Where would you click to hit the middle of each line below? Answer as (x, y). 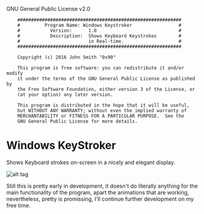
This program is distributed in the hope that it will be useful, (104, 105)
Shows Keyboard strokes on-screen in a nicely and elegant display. (91, 162)
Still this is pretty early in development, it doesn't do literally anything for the (102, 186)
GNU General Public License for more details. (78, 121)
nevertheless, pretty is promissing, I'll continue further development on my (100, 199)
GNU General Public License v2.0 (48, 9)
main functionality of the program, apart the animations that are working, (98, 192)
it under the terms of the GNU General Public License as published (106, 79)
